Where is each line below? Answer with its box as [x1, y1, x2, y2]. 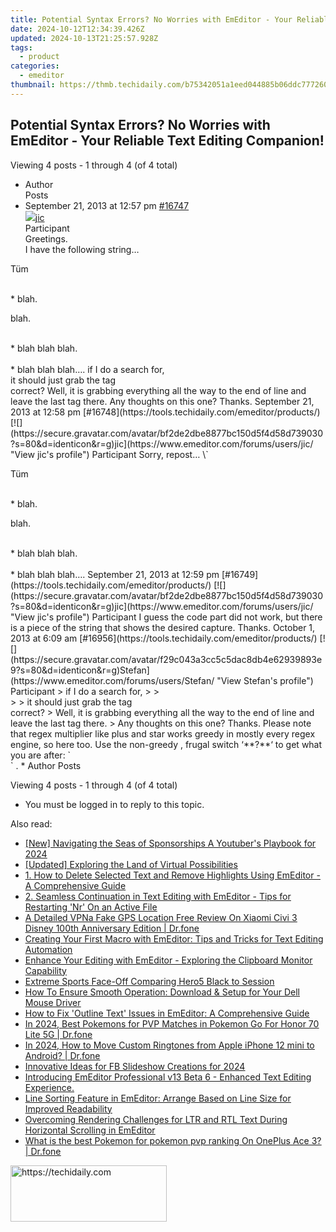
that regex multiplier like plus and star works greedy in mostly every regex [10, 727, 316, 740]
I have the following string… [24, 243, 140, 255]
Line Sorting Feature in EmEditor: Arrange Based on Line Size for [24, 1092, 292, 1104]
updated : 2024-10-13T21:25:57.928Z [10, 33, 159, 43]
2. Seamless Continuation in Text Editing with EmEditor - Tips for [24, 890, 292, 902]
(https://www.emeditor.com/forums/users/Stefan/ [10, 674, 215, 686]
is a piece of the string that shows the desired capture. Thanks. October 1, [10, 621, 316, 633]
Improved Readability [24, 1102, 113, 1115]
